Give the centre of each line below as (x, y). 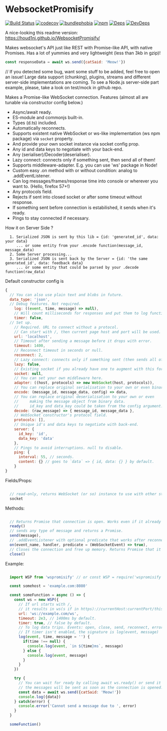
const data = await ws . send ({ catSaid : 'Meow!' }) (70, 692)
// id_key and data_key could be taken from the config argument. (89, 406)
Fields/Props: (19, 480)
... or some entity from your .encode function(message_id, (80, 245)
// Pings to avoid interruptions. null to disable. (69, 448)
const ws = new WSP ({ (36, 600)
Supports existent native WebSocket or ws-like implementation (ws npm (86, 133)
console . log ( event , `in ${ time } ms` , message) (75, 646)
